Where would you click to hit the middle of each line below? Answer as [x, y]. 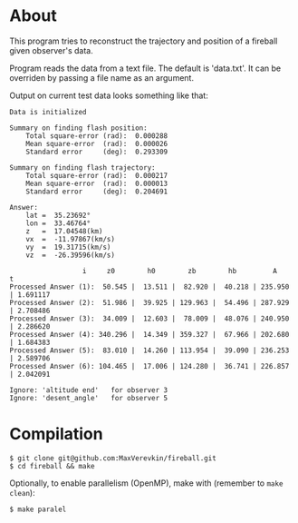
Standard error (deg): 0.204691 [97, 192]
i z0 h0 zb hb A [180, 271]
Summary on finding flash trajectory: [82, 168]
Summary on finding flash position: [78, 128]
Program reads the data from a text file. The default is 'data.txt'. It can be [145, 68]
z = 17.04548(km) [64, 231]
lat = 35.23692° [58, 215]
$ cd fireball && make [52, 466]
